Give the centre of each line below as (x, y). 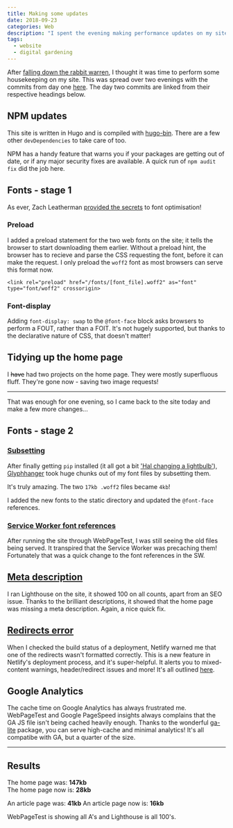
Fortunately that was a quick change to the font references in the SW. (106, 555)
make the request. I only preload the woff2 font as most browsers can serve (115, 262)
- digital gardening (43, 53)
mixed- (212, 662)
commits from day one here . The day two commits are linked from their (109, 87)
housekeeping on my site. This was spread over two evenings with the (107, 79)
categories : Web (31, 26)
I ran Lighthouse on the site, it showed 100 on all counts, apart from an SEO (115, 594)
